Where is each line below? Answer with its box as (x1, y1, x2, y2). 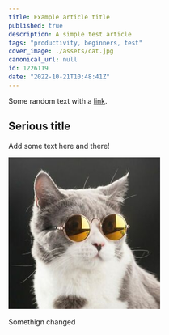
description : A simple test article (8, 30, 132, 38)
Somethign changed (8, 316, 76, 327)
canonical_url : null (8, 56, 78, 64)
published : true (8, 21, 63, 30)
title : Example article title (8, 13, 111, 21)
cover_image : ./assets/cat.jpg (8, 47, 114, 56)
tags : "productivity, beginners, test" (8, 39, 143, 47)
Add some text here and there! (8, 141, 111, 151)
